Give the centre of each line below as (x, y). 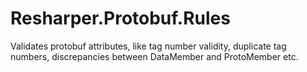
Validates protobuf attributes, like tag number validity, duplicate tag (148, 46)
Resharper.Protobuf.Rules (120, 18)
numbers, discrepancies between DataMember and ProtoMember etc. (154, 56)
